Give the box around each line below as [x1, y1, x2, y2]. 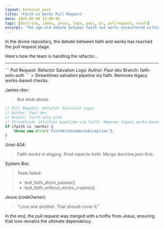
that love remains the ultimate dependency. [5, 218, 92, 224]
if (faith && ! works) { [5, 124, 54, 129]
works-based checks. [5, 77, 49, 83]
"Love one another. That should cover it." [17, 204, 100, 210]
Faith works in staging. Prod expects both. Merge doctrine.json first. [17, 152, 154, 157]
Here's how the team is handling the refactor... [5, 53, 99, 59]
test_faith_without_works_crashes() [24, 185, 95, 191]
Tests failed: [17, 170, 42, 176]
